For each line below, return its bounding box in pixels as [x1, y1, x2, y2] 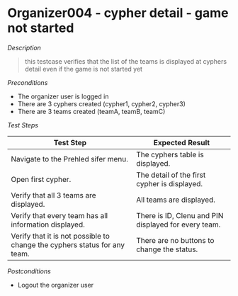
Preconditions [7, 78, 48, 86]
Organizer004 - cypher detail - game [7, 5, 229, 21]
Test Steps [7, 120, 39, 129]
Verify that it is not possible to [11, 231, 110, 241]
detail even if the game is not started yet [24, 64, 143, 73]
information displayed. [11, 220, 85, 229]
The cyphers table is [135, 149, 204, 159]
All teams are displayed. [135, 195, 216, 205]
